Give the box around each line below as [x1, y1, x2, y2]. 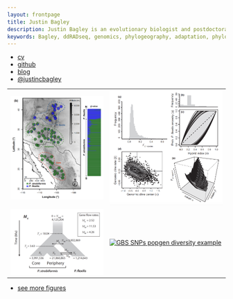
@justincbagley [17, 75, 62, 83]
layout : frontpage [7, 11, 60, 18]
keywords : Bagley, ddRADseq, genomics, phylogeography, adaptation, [7, 33, 209, 40]
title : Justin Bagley [7, 18, 70, 26]
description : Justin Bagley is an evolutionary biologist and [7, 26, 191, 33]
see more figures [17, 284, 67, 292]
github [17, 60, 36, 69]
